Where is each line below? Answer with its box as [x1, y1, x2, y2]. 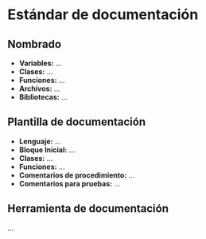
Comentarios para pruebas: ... [18, 178, 121, 188]
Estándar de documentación [7, 6, 199, 24]
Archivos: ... [18, 84, 60, 93]
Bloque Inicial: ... [18, 145, 76, 155]
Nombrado [7, 37, 61, 51]
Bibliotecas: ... [18, 92, 68, 101]
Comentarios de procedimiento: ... [18, 170, 135, 180]
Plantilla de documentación [7, 116, 146, 129]
